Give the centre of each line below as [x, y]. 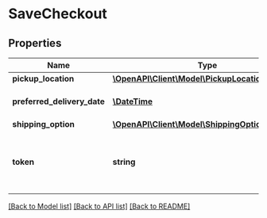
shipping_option [44, 124]
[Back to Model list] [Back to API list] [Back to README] [99, 206]
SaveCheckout [58, 14]
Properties [35, 43]
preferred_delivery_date [59, 101]
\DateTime [133, 101]
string [124, 162]
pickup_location [43, 78]
